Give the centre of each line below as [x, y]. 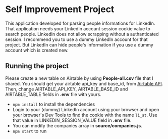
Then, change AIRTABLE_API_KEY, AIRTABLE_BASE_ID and [67, 89]
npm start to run [30, 131]
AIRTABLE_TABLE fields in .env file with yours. [53, 94]
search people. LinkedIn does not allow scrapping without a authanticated [82, 34]
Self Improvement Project [60, 9]
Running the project [37, 66]
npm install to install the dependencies [54, 104]
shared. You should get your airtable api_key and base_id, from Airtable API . [84, 83]
